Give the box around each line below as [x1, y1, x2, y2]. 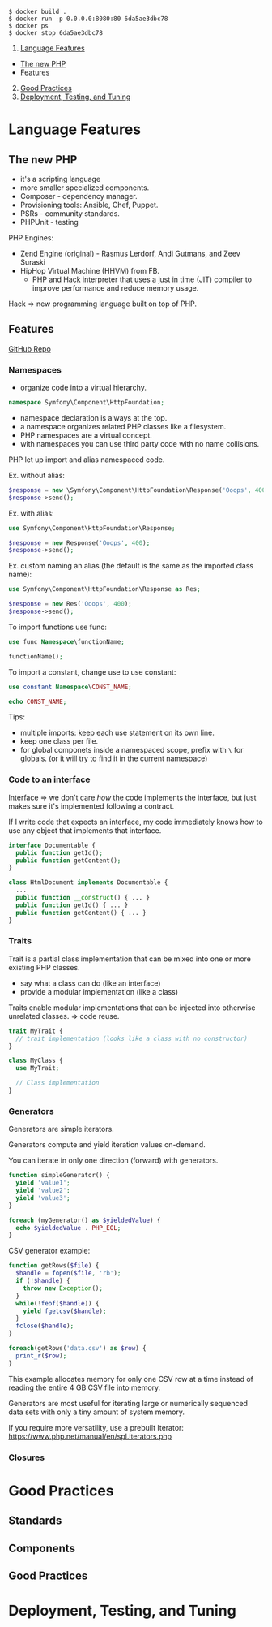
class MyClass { [8, 1056, 63, 1065]
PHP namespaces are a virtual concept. [19, 430, 152, 440]
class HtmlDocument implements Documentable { [8, 878, 168, 887]
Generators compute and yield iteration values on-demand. [8, 1140, 206, 1150]
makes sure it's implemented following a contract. [8, 801, 175, 811]
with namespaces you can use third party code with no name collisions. [19, 438, 260, 448]
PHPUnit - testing [19, 218, 79, 227]
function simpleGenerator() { [8, 1172, 111, 1180]
